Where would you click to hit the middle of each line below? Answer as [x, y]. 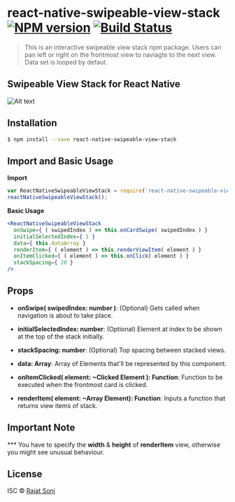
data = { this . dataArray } [50, 243]
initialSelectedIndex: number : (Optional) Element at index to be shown [120, 329]
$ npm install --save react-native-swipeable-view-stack [92, 139]
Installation [32, 123]
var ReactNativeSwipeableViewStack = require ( [76, 191]
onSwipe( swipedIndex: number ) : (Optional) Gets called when [108, 308]
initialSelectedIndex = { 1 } [55, 236]
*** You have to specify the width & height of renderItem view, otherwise [114, 445]
